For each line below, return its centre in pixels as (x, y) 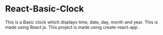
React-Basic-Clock (45, 9)
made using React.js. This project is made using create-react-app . (73, 27)
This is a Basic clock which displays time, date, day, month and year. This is (81, 22)
